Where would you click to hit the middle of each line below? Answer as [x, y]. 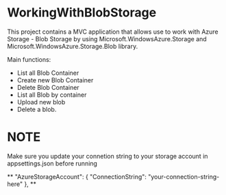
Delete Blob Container [48, 87]
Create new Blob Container [55, 80]
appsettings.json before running [52, 163]
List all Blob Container [48, 73]
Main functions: [29, 59]
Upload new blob [41, 102]
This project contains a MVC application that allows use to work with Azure [113, 32]
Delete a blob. [37, 109]
